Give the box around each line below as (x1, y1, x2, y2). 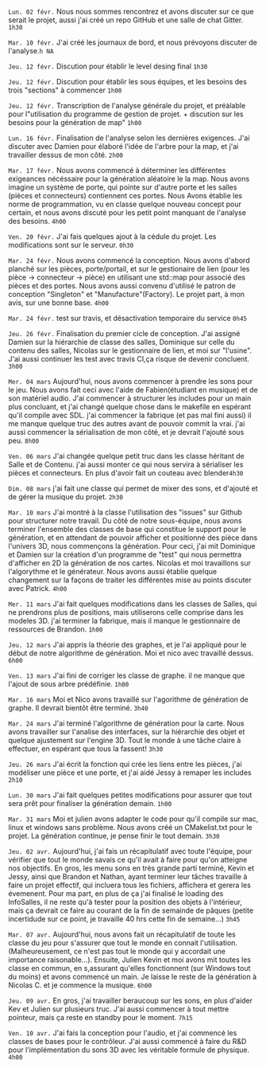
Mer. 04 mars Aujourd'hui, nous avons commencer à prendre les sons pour (8, 377, 253, 385)
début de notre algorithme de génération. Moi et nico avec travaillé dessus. (8, 648, 254, 658)
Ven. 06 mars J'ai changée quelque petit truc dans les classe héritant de (8, 452, 245, 460)
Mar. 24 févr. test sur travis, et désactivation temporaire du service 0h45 (8, 314, 248, 323)
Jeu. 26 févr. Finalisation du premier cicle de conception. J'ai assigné (8, 329, 241, 338)
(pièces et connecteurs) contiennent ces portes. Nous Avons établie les (8, 191, 243, 200)
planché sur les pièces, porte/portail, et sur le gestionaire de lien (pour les (8, 264, 250, 273)
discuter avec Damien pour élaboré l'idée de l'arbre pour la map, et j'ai (8, 142, 239, 151)
